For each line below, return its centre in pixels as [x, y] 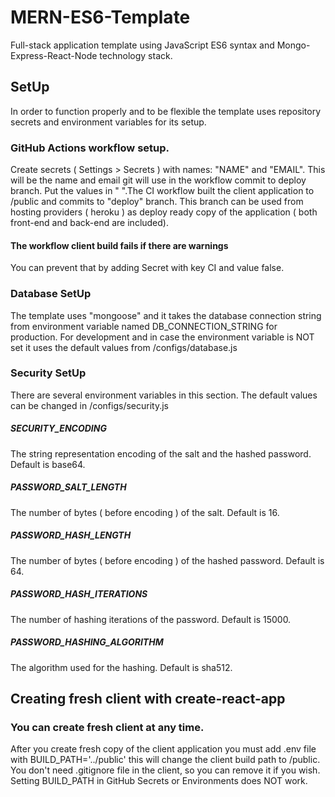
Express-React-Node [54, 55]
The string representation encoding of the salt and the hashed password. [161, 453]
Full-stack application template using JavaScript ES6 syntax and [142, 45]
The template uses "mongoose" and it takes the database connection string [166, 315]
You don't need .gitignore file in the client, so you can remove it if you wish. [165, 770]
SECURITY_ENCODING [58, 428]
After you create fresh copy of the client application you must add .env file [163, 749]
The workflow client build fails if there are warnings [119, 245]
